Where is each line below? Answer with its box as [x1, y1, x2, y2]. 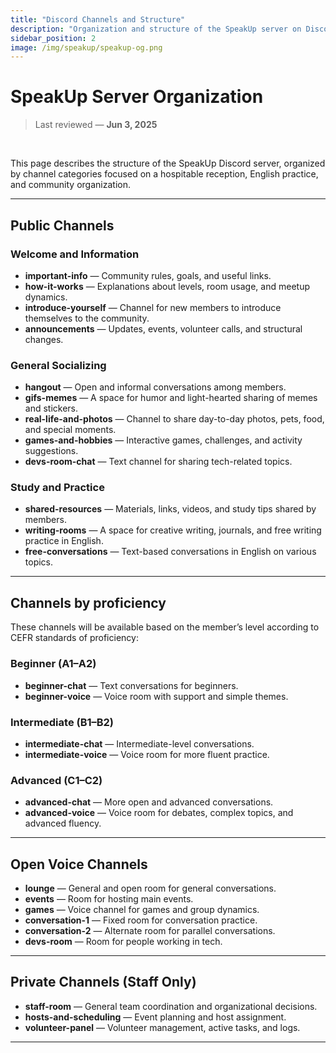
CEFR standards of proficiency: [10, 632, 139, 644]
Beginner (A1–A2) [10, 657, 97, 671]
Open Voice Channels [10, 856, 148, 873]
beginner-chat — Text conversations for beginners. [24, 679, 239, 691]
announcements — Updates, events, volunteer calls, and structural [24, 322, 303, 335]
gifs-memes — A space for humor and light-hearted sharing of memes [24, 392, 318, 404]
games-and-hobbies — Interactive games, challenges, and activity [24, 434, 303, 446]
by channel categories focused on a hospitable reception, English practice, [10, 168, 319, 180]
